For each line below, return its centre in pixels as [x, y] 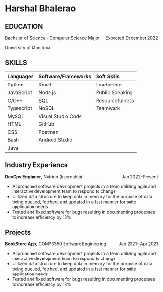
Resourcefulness [115, 100]
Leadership [109, 85]
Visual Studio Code [60, 116]
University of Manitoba [28, 47]
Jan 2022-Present [140, 177]
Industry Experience [36, 165]
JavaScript [20, 92]
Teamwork [108, 108]
